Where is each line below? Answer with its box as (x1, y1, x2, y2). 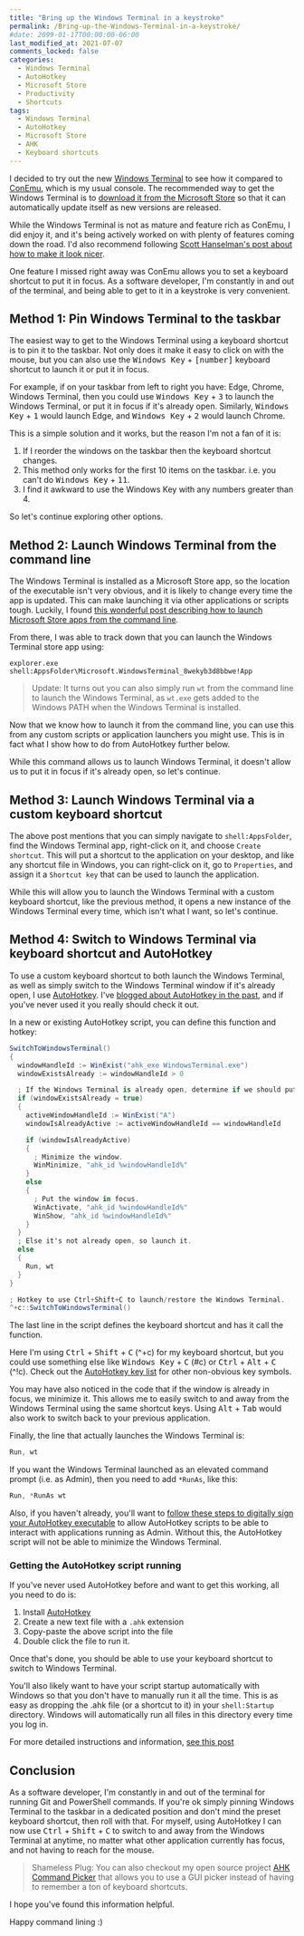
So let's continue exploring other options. (9, 511, 164, 522)
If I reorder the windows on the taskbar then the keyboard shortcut (22, 446, 271, 457)
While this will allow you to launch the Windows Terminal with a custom (9, 887, 275, 898)
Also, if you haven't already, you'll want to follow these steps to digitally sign (9, 1507, 294, 1518)
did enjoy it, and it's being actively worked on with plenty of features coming (9, 228, 295, 240)
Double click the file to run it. (22, 1636, 130, 1647)
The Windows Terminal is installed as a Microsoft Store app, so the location (9, 576, 290, 587)
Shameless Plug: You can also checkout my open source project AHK (31, 1863, 290, 1873)
